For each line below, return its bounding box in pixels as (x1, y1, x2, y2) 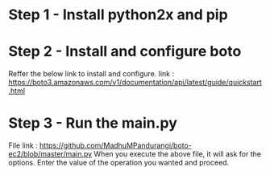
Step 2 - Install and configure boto (8, 43, 242, 61)
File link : (8, 140, 38, 150)
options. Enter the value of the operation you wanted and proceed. (8, 158, 230, 168)
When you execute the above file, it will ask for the (93, 149, 262, 159)
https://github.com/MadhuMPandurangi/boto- (39, 140, 192, 150)
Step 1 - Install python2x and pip (8, 6, 228, 24)
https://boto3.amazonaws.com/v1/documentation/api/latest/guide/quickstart (8, 78, 262, 87)
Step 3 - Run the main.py (8, 114, 177, 132)
